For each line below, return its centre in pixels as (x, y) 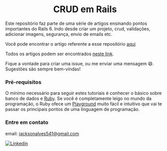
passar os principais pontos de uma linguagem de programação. (73, 109)
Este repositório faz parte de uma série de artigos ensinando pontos (76, 23)
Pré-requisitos (23, 82)
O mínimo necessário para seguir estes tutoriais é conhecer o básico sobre (83, 93)
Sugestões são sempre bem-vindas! (43, 69)
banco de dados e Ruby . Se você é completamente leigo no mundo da (78, 99)
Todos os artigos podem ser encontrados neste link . (59, 54)
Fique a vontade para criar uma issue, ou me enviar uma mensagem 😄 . (80, 63)
